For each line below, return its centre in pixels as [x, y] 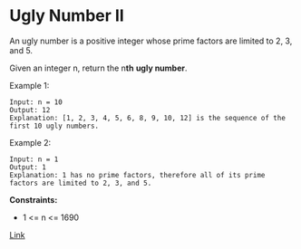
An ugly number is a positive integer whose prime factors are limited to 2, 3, [151, 41]
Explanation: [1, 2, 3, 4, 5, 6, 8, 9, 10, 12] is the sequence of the [147, 118]
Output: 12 [30, 110]
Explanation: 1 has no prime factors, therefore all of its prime [137, 175]
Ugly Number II [67, 16]
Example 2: [30, 142]
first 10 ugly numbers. [54, 126]
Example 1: [29, 85]
